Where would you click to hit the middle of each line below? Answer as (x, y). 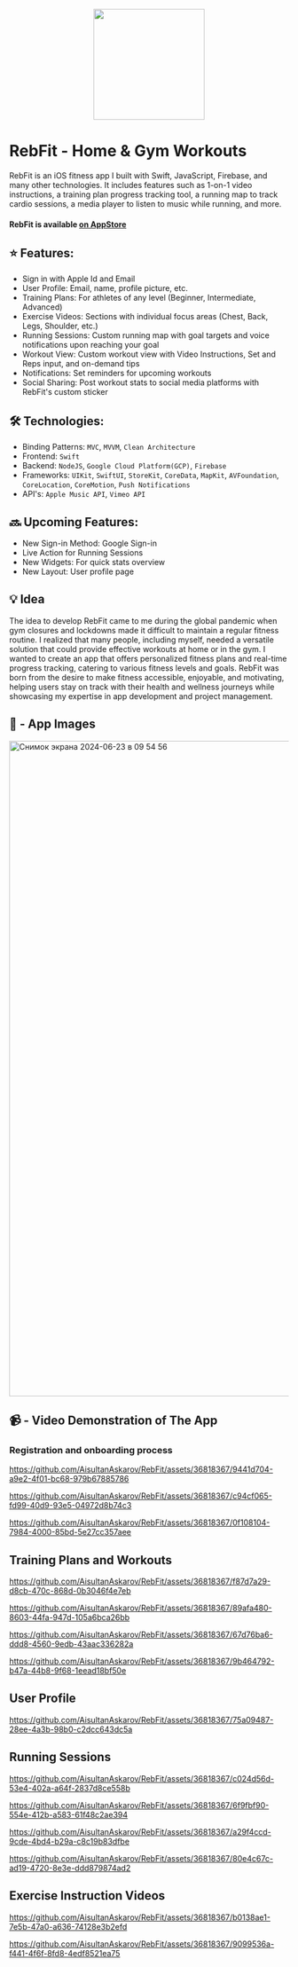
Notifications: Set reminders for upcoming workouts (117, 374)
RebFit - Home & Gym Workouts (128, 151)
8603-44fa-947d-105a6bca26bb (70, 1617)
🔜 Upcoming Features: (74, 522)
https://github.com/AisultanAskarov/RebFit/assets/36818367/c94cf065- (141, 1496)
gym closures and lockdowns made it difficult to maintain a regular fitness (144, 630)
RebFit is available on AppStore (68, 224)
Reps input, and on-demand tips (81, 364)
